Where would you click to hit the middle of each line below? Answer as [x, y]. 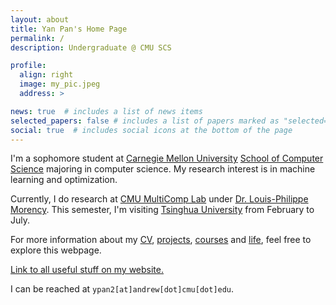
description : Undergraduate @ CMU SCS [91, 47]
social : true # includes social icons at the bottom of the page [151, 130]
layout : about [40, 19]
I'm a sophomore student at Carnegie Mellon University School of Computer [167, 158]
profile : [28, 66]
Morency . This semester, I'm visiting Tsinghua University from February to [162, 210]
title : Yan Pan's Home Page [69, 29]
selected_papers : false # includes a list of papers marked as [145, 121]
